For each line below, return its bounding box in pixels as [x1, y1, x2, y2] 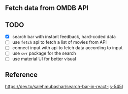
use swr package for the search [12, 50, 76, 56]
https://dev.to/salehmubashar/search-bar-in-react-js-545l [5, 84, 123, 90]
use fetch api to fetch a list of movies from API [12, 39, 107, 45]
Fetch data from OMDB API [5, 4, 89, 12]
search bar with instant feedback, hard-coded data [12, 34, 116, 40]
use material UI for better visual [12, 56, 76, 62]
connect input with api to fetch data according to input [12, 45, 123, 51]
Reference [5, 70, 38, 79]
